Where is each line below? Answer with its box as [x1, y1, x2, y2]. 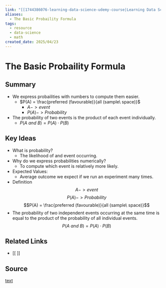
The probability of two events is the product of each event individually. [12, 114, 156, 120]
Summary [5, 80, 36, 89]
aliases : [5, 12, 23, 17]
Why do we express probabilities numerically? [12, 158, 106, 164]
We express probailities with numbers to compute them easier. [12, 94, 140, 99]
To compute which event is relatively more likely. [19, 163, 119, 169]
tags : [5, 21, 16, 26]
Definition [12, 179, 32, 185]
